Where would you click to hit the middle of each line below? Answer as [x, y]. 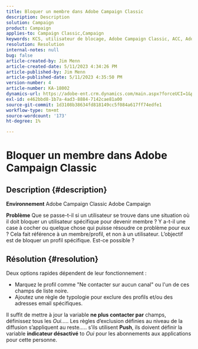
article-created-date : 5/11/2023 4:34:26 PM [62, 66]
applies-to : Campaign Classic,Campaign [55, 34]
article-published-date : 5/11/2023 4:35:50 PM [64, 77]
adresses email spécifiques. [49, 303]
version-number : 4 [29, 83]
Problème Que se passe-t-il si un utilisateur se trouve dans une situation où [98, 215]
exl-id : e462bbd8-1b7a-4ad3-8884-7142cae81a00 [64, 99]
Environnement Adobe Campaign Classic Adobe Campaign [79, 204]
